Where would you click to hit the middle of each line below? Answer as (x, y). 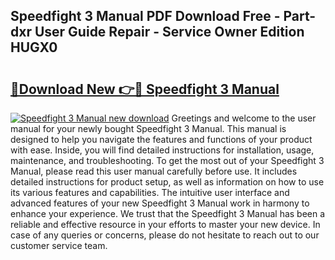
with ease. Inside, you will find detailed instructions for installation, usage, (162, 150)
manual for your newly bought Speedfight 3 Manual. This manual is (148, 128)
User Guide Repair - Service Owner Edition (169, 32)
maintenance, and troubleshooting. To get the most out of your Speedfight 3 (167, 160)
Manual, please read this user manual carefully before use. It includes (154, 171)
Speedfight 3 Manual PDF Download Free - (145, 16)
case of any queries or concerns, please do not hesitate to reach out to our (165, 235)
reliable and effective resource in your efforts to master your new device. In (165, 224)
